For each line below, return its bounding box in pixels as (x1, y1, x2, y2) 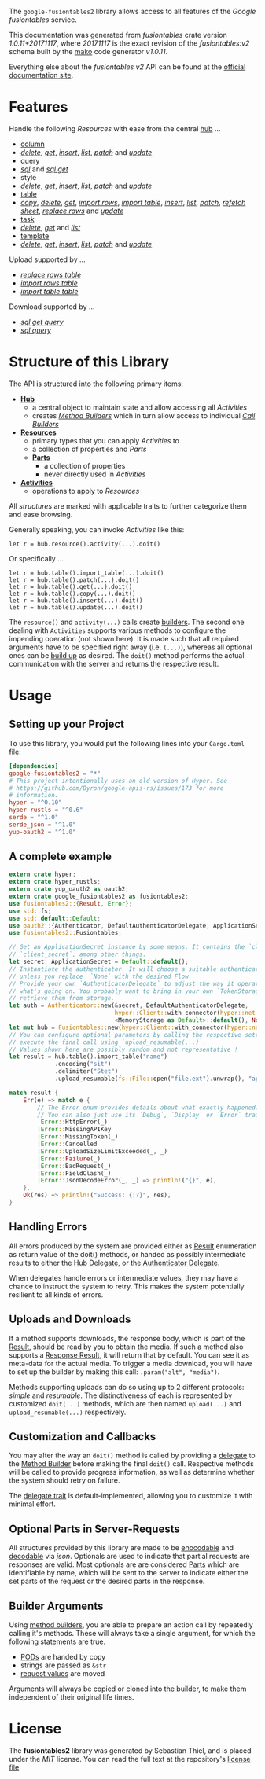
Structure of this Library (9, 353, 170, 371)
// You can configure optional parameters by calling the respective (9, 1031, 242, 1038)
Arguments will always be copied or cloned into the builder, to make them (9, 1684, 247, 1693)
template (20, 231, 50, 241)
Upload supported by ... (9, 255, 86, 264)
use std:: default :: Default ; (9, 914, 101, 922)
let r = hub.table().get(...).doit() (9, 583, 133, 590)
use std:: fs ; (9, 907, 52, 915)
